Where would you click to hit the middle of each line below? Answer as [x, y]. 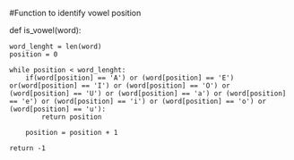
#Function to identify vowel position [75, 13]
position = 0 [34, 55]
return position [72, 117]
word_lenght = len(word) [56, 46]
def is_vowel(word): [45, 30]
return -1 [28, 148]
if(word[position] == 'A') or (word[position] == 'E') [130, 78]
